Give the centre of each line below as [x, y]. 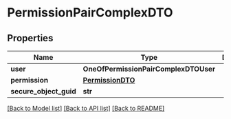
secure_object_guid [44, 91]
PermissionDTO [109, 80]
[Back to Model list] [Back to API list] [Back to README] [86, 108]
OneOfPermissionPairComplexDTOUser [149, 69]
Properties [30, 38]
